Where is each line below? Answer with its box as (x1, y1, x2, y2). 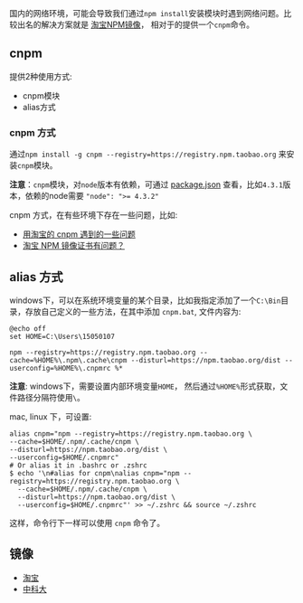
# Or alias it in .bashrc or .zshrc (9, 460, 147, 470)
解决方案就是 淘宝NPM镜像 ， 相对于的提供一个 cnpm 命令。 (40, 19, 255, 30)
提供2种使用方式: (9, 71, 72, 81)
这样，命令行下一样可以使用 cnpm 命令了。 (9, 517, 166, 528)
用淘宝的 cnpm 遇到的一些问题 (22, 229, 136, 240)
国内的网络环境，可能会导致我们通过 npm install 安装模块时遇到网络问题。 (9, 8, 284, 18)
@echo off (9, 324, 47, 333)
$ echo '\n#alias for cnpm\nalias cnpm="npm (9, 468, 180, 477)
